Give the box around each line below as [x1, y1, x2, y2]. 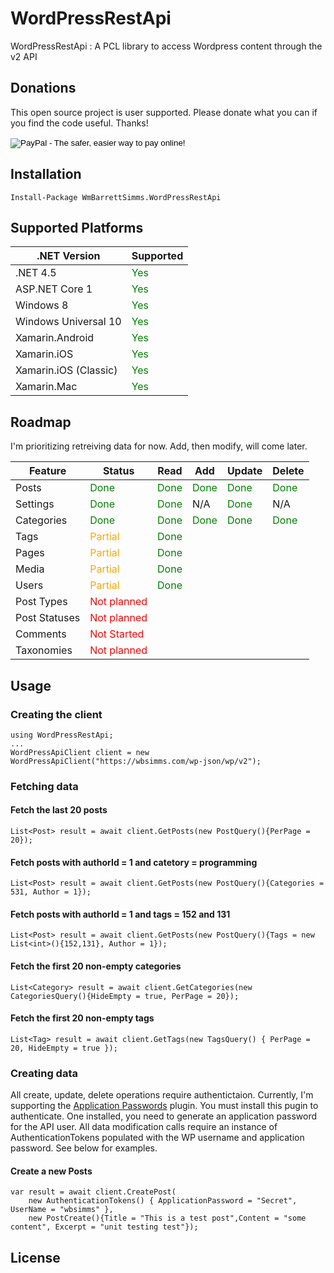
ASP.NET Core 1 [15, 282, 93, 296]
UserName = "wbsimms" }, [10, 1205, 114, 1215]
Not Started [89, 627, 145, 641]
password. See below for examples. [10, 1142, 158, 1154]
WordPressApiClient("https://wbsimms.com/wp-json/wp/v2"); [10, 756, 262, 766]
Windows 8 [15, 298, 69, 312]
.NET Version [36, 249, 101, 263]
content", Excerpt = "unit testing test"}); [10, 1222, 199, 1232]
